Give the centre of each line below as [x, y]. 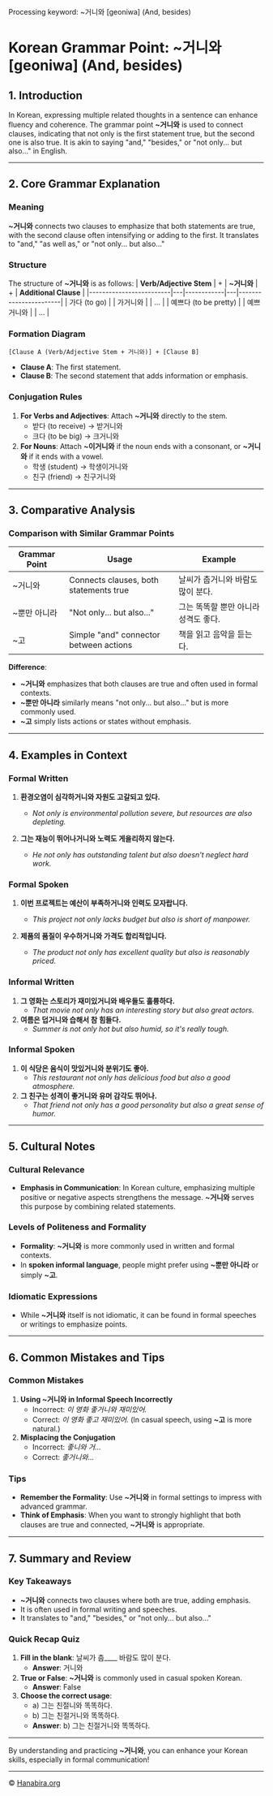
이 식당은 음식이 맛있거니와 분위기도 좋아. [84, 1068]
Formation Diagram [47, 334]
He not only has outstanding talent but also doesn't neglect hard [140, 854]
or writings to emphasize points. [74, 1324]
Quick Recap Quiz [44, 1638]
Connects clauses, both [114, 581]
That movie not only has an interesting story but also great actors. [143, 1010]
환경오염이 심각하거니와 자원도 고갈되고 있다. [90, 797]
